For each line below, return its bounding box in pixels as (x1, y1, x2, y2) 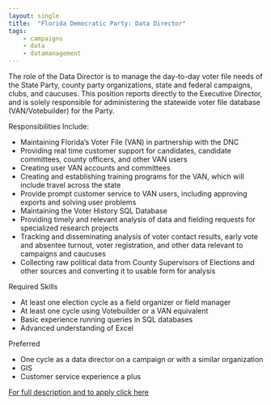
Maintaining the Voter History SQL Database (19, 206, 167, 215)
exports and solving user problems (19, 197, 137, 207)
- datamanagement (23, 49, 82, 57)
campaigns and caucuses (19, 249, 107, 259)
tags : (8, 27, 27, 35)
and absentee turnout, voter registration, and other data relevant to (19, 240, 243, 250)
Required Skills (8, 282, 58, 291)
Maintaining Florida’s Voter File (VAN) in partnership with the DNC (19, 137, 239, 146)
